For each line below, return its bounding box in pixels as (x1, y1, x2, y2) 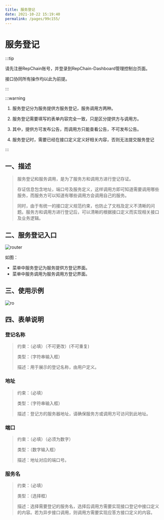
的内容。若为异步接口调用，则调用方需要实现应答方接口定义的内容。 (17, 510, 155, 516)
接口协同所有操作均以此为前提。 (5, 76, 70, 82)
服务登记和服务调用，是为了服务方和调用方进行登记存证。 (17, 176, 134, 182)
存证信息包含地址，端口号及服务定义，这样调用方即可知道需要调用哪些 (17, 186, 160, 192)
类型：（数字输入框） (17, 447, 58, 453)
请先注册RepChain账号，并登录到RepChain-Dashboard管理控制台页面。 (5, 66, 150, 72)
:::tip (5, 55, 14, 61)
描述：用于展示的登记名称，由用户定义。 (17, 364, 99, 370)
